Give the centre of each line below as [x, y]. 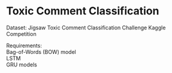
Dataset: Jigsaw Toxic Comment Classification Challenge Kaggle [86, 28]
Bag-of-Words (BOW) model [41, 51]
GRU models [22, 65]
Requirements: [24, 45]
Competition [22, 34]
